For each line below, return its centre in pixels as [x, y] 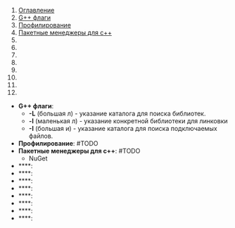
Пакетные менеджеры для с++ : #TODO [79, 151]
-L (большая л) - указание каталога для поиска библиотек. [117, 113]
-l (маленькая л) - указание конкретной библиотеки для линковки [128, 121]
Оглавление [36, 10]
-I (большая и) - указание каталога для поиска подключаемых [123, 128]
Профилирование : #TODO [58, 143]
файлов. [41, 136]
